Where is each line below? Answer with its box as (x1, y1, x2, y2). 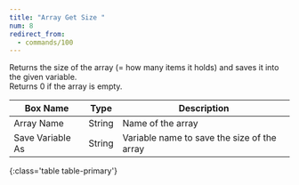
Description (178, 102, 230, 115)
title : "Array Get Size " (9, 12, 105, 22)
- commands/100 (17, 37, 74, 47)
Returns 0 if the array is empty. (9, 81, 123, 92)
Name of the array (122, 117, 198, 130)
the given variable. (9, 72, 77, 83)
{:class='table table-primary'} (9, 165, 118, 176)
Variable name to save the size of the (122, 132, 278, 144)
